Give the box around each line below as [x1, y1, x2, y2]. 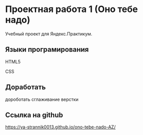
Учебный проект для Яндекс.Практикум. [5, 31, 93, 37]
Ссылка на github [5, 110, 63, 119]
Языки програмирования [5, 45, 89, 54]
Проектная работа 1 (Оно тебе [5, 4, 138, 15]
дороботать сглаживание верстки [5, 96, 79, 102]
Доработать [5, 83, 46, 91]
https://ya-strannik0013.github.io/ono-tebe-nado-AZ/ [5, 124, 116, 130]
